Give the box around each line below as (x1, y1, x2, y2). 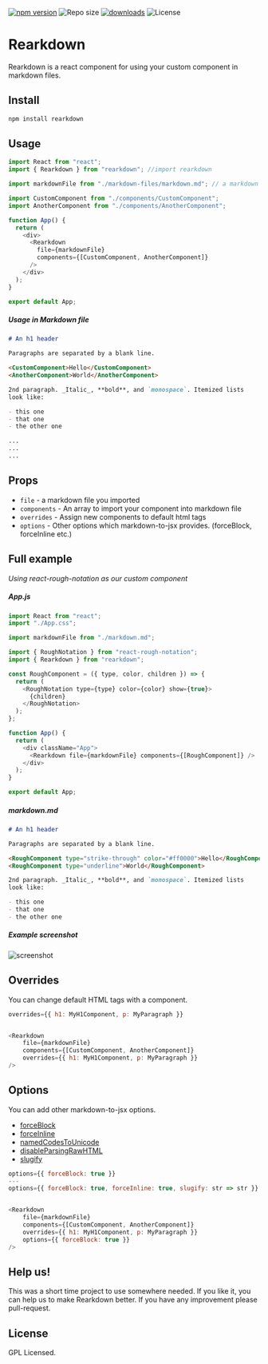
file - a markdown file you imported (19, 495, 140, 505)
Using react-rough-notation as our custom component (8, 573, 188, 583)
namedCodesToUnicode (19, 1137, 100, 1147)
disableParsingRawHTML (19, 1146, 104, 1155)
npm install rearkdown (8, 114, 84, 123)
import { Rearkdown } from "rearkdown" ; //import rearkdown (8, 166, 213, 173)
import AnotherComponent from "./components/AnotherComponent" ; (8, 201, 227, 209)
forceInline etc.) (19, 528, 73, 539)
